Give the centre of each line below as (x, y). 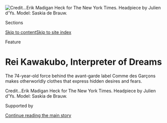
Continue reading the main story (38, 115)
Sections (14, 23)
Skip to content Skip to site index (38, 32)
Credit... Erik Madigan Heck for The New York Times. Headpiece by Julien (81, 91)
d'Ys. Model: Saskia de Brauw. (36, 96)
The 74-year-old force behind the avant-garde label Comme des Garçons (81, 76)
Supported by (19, 106)
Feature (13, 42)
